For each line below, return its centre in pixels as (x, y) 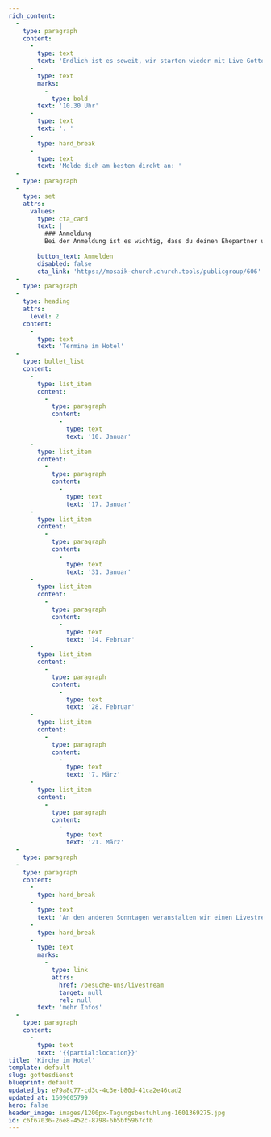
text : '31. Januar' (98, 572)
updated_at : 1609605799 (48, 1097)
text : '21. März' (95, 842)
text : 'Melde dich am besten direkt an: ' (110, 166)
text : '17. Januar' (98, 504)
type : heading (46, 301)
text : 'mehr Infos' (70, 1008)
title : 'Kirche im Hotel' (52, 1060)
